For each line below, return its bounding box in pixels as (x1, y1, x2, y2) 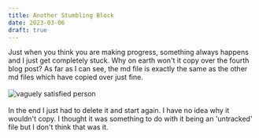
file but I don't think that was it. (8, 122, 109, 132)
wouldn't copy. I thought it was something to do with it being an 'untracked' (8, 114, 253, 124)
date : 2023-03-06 (8, 19, 65, 27)
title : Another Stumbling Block (8, 11, 114, 20)
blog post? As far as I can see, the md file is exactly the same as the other (8, 64, 248, 74)
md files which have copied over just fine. (8, 72, 143, 82)
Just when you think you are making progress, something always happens (8, 48, 250, 57)
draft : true (8, 26, 47, 34)
